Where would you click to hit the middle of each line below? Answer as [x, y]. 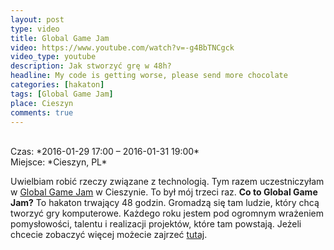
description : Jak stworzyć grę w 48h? [91, 66]
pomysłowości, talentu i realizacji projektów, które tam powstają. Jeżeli [156, 224]
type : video [35, 29]
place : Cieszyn [42, 103]
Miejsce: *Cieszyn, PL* [59, 162]
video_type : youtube [53, 57]
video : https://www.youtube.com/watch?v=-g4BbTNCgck [122, 47]
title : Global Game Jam [60, 38]
